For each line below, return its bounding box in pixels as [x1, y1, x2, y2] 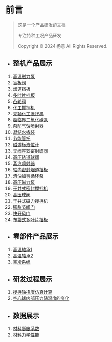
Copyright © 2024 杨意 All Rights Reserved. [17, 43, 108, 49]
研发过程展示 [12, 275, 53, 283]
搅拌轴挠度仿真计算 [12, 289, 53, 295]
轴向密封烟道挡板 [12, 166, 48, 172]
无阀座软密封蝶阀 [12, 148, 48, 154]
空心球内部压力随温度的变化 [12, 295, 70, 301]
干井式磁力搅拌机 [12, 198, 48, 204]
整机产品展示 [12, 59, 53, 68]
